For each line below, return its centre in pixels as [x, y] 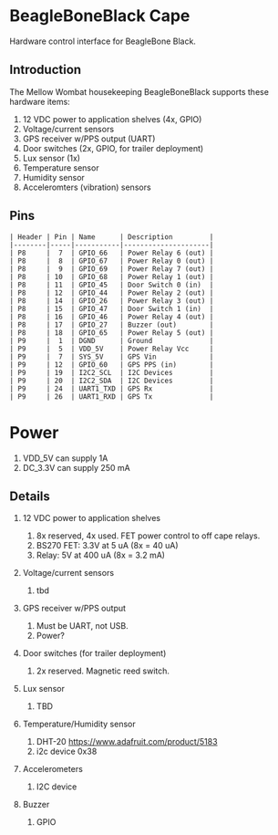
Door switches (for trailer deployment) [94, 653]
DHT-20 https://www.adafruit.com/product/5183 [127, 742]
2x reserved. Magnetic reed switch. [103, 671]
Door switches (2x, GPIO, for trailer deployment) [113, 148]
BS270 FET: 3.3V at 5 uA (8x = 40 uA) [108, 546]
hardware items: [40, 101]
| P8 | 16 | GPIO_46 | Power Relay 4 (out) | [112, 317]
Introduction [46, 70]
